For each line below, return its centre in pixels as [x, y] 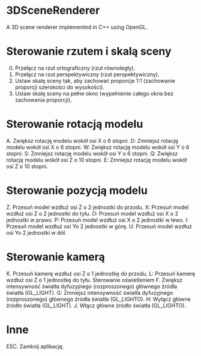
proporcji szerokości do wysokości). [60, 87]
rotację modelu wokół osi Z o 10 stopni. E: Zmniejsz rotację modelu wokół [97, 160]
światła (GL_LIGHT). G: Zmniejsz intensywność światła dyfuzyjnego [90, 292]
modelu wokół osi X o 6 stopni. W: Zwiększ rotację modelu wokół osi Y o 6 [98, 147]
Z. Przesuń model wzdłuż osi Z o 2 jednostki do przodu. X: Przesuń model [97, 207]
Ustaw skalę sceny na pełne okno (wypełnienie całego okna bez [94, 93]
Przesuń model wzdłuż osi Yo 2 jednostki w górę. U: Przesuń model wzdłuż [99, 226]
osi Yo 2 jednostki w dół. [36, 232]
